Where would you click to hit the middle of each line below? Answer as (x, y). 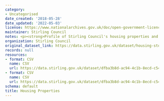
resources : (16, 55)
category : (15, 9)
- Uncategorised (21, 14)
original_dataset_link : (29, 46)
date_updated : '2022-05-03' (34, 23)
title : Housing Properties (32, 91)
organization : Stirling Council (38, 41)
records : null (20, 50)
